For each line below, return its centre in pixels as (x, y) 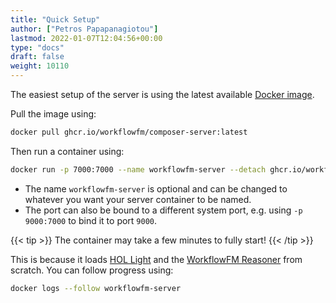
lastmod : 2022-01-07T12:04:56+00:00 (86, 38)
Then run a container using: (67, 151)
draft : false (37, 57)
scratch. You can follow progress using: (92, 270)
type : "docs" (37, 47)
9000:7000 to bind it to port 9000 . (91, 220)
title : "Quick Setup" (55, 19)
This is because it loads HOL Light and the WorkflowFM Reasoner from (156, 259)
